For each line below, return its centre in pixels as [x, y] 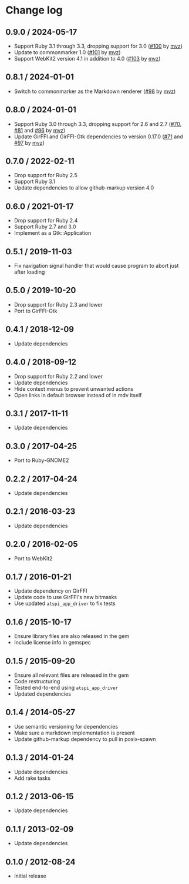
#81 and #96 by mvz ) [40, 130]
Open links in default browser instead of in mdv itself [78, 395]
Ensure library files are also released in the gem [72, 636]
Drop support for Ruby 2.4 [46, 221]
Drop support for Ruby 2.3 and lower [58, 304]
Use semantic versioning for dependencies [66, 726]
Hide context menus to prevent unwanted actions [73, 388]
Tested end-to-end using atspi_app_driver [66, 687]
